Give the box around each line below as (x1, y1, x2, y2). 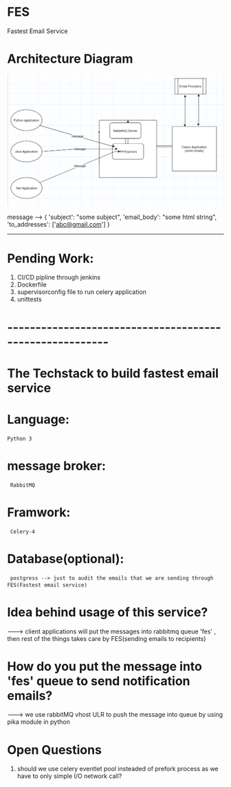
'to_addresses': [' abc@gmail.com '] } (7, 220, 110, 228)
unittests (16, 295, 43, 304)
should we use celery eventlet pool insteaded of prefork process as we (16, 765, 219, 773)
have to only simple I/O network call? (16, 772, 122, 780)
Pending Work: (7, 251, 94, 266)
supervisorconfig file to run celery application (16, 288, 146, 296)
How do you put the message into (7, 658, 203, 674)
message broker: (7, 458, 107, 474)
